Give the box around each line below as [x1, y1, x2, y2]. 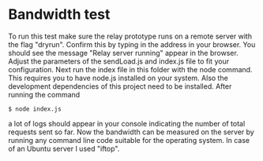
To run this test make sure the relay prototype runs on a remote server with [8, 31, 253, 41]
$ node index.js [8, 104, 62, 113]
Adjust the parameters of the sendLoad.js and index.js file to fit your [8, 57, 230, 66]
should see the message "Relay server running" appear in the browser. [8, 48, 239, 57]
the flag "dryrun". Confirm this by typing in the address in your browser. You [8, 39, 256, 49]
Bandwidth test [8, 5, 111, 24]
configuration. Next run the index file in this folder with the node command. [8, 64, 253, 74]
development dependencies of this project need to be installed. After [8, 81, 232, 91]
